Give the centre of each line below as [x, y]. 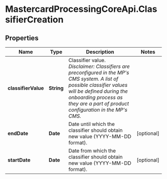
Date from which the [92, 151]
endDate [18, 133]
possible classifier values [98, 85]
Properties [22, 38]
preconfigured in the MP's [99, 73]
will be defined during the [98, 91]
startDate [19, 160]
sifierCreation [34, 20]
